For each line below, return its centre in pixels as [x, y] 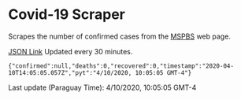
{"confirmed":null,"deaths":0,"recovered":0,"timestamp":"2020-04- [121, 66]
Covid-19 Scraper [67, 15]
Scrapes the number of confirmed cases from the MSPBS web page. [119, 36]
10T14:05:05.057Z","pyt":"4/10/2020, [70, 72]
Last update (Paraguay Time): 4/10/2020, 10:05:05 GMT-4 [102, 87]
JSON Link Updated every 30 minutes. [70, 51]
